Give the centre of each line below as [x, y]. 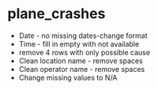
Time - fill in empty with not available [79, 43]
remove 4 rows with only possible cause [85, 52]
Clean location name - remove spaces [81, 61]
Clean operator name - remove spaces [82, 69]
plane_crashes [56, 14]
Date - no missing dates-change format [83, 36]
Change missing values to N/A [68, 77]
